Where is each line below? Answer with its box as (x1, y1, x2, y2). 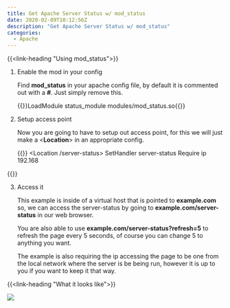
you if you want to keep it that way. (16, 267, 117, 275)
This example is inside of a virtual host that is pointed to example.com (16, 197, 216, 205)
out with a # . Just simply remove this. (16, 89, 124, 97)
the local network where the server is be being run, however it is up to (16, 259, 216, 268)
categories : (7, 29, 41, 36)
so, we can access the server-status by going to (16, 203, 154, 212)
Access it (16, 183, 44, 191)
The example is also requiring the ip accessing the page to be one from (16, 252, 219, 261)
